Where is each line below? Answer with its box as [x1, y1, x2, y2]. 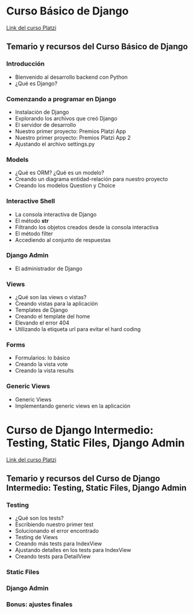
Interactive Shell [6, 197, 55, 205]
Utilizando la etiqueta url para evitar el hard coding [14, 326, 141, 333]
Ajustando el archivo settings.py [14, 140, 95, 147]
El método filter [14, 230, 53, 237]
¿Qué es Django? [14, 79, 58, 87]
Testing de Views [14, 534, 58, 541]
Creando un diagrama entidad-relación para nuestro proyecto [14, 176, 168, 183]
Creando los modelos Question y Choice [14, 182, 116, 189]
